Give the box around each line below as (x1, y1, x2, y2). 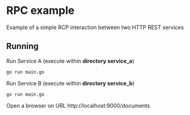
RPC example (6, 4, 74, 18)
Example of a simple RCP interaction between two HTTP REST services (6, 24, 184, 31)
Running (6, 41, 39, 51)
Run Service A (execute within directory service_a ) (6, 57, 135, 64)
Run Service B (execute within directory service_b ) (6, 79, 135, 87)
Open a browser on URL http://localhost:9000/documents (6, 102, 150, 109)
